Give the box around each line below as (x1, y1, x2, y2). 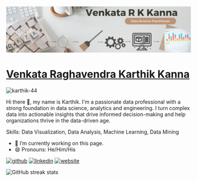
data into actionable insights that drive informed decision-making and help (6, 111, 186, 118)
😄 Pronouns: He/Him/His (14, 146, 76, 153)
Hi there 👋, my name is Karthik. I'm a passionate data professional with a (6, 98, 181, 105)
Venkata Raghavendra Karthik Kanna (6, 68, 190, 81)
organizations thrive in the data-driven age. (6, 117, 111, 124)
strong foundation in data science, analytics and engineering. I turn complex (6, 104, 191, 111)
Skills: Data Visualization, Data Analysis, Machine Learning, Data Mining (6, 128, 179, 135)
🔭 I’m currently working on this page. (14, 139, 104, 146)
